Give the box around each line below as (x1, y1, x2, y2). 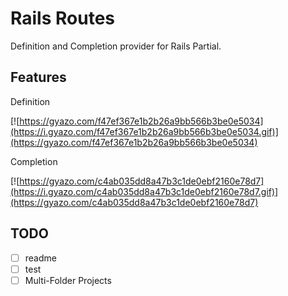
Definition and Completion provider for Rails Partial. (10, 40, 222, 52)
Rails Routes (10, 7, 115, 30)
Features (10, 69, 67, 86)
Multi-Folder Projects (24, 274, 112, 286)
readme (24, 252, 57, 264)
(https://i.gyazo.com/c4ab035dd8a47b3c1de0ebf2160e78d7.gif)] (10, 185, 279, 197)
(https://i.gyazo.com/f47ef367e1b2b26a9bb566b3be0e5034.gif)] (10, 125, 279, 137)
